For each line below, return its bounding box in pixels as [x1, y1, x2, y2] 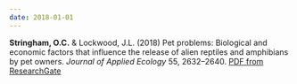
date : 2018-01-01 [9, 12, 74, 22]
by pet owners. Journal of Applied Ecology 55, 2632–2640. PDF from [9, 56, 264, 66]
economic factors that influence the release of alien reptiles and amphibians [9, 46, 289, 57]
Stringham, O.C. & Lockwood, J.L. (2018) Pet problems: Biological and [9, 37, 268, 48]
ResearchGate [9, 65, 62, 76]
